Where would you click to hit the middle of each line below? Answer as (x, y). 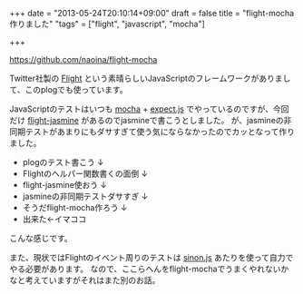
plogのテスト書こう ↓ (63, 162)
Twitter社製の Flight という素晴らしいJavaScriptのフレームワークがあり (142, 78)
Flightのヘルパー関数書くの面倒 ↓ (85, 173)
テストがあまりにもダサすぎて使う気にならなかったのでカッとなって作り (160, 132)
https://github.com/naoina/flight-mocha (83, 59)
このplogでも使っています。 (77, 89)
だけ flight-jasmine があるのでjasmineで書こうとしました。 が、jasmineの (147, 120)
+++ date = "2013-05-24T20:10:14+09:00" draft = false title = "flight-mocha (152, 13)
